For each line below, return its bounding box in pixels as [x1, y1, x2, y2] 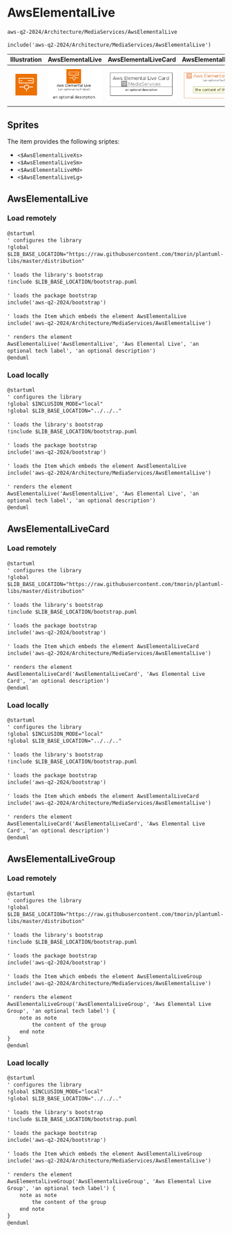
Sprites [7, 119, 39, 130]
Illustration [10, 55, 43, 64]
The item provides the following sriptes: [7, 137, 120, 146]
